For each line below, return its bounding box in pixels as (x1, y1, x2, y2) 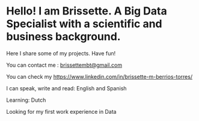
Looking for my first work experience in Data (6, 108, 117, 115)
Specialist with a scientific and (6, 17, 162, 31)
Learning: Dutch (6, 96, 46, 104)
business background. (6, 30, 121, 43)
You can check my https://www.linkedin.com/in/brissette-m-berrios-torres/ (6, 73, 193, 80)
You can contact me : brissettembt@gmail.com (6, 61, 122, 69)
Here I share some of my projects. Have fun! (6, 49, 116, 57)
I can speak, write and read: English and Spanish (6, 84, 127, 92)
